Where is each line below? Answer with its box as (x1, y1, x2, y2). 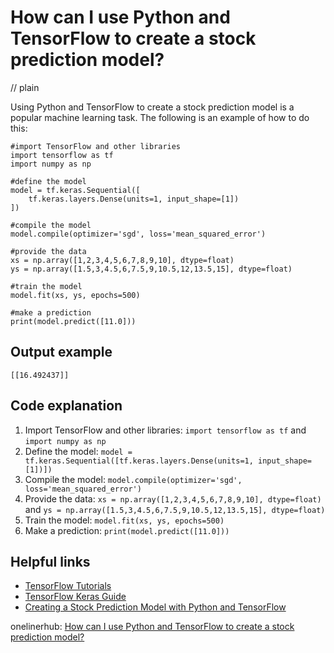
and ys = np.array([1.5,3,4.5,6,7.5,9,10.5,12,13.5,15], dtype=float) (24, 503, 326, 515)
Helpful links (10, 553, 91, 570)
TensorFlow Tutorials (24, 580, 112, 592)
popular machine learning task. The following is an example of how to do (10, 111, 310, 123)
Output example (10, 344, 113, 361)
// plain (10, 81, 40, 93)
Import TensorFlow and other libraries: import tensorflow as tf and (24, 424, 307, 436)
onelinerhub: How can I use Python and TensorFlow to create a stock (10, 621, 295, 633)
